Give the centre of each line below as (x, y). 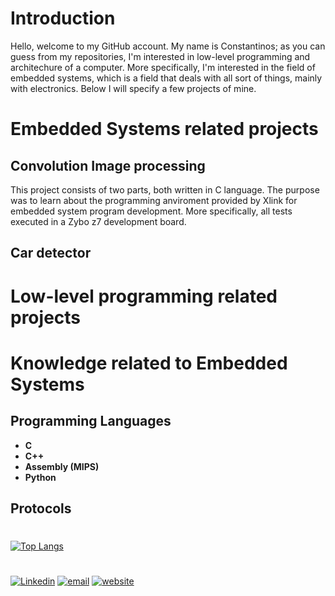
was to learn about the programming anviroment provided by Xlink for (154, 200)
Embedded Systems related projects (164, 129)
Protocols (41, 508)
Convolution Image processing (108, 165)
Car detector (51, 253)
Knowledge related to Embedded (149, 363)
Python (40, 477)
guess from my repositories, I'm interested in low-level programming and (160, 56)
